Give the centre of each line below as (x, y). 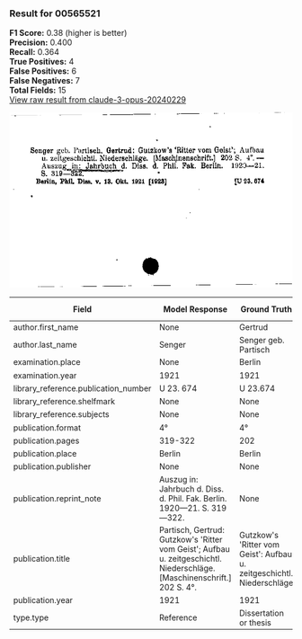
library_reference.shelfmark (64, 402)
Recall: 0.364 (35, 52)
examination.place (47, 362)
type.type (31, 617)
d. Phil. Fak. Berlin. (193, 499)
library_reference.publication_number (82, 388)
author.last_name (45, 345)
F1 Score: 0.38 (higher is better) (68, 33)
